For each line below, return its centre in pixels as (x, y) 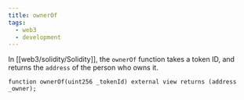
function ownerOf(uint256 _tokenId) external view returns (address (122, 82)
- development (38, 37)
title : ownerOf (33, 15)
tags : (17, 23)
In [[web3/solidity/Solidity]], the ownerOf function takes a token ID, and (122, 59)
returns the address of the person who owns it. (83, 68)
